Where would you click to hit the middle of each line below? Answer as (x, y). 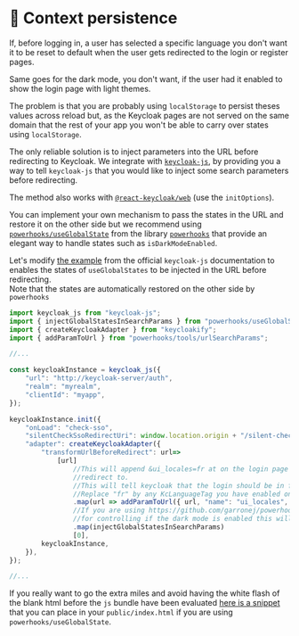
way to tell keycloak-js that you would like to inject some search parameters (149, 170)
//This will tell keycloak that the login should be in (178, 485)
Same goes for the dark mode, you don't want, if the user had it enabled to (146, 78)
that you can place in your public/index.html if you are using (121, 612)
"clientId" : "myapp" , (65, 395)
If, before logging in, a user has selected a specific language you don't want (148, 43)
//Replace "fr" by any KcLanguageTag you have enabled (176, 494)
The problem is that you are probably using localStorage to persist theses (145, 105)
